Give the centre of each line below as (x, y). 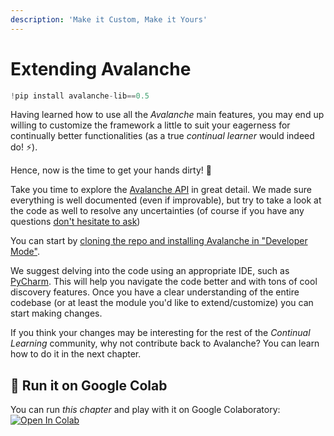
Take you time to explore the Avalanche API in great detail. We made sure (161, 190)
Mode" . (25, 252)
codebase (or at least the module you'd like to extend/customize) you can (162, 303)
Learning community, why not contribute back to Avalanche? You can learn (165, 343)
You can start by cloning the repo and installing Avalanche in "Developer (159, 241)
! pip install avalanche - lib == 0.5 (80, 96)
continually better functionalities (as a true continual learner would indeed (162, 136)
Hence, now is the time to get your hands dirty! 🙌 (111, 170)
